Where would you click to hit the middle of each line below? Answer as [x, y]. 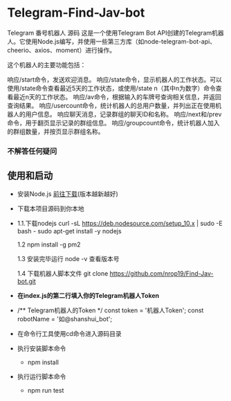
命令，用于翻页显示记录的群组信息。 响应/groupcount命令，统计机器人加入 [113, 123]
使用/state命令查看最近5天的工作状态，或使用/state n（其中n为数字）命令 [111, 88]
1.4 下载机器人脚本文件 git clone [63, 273]
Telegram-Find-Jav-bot [76, 13]
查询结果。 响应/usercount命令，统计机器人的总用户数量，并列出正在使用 [111, 105]
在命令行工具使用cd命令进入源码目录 [70, 333]
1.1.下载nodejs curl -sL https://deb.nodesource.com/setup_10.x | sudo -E [120, 223]
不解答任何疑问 [32, 151]
